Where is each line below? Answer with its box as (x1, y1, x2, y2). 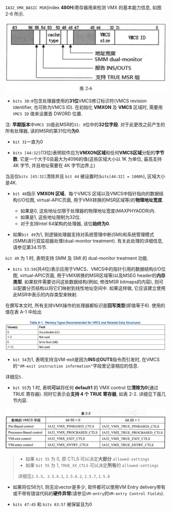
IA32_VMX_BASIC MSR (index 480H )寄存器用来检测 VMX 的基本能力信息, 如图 (5, 5, 162, 10)
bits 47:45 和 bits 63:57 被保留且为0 (12, 501, 92, 507)
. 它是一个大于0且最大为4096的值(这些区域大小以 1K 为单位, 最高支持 (17, 155, 162, 162)
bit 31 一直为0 (12, 139, 43, 145)
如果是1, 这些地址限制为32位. (20, 214, 81, 220)
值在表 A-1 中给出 (5, 308, 42, 315)
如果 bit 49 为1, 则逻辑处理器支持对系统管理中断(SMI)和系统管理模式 (12, 231, 155, 237)
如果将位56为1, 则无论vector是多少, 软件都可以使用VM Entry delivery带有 (12, 484, 166, 490)
